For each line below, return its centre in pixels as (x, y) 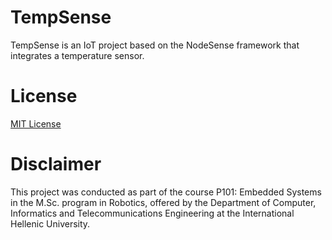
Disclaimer (56, 164)
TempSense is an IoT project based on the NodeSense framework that (155, 45)
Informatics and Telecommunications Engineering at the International (152, 213)
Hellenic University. (50, 223)
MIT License (36, 123)
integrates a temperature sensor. (77, 55)
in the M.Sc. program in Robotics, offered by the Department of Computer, (163, 202)
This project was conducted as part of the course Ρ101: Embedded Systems (166, 192)
